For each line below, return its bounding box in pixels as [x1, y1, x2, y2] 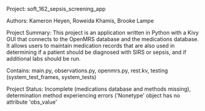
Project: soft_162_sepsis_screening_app [6, 6, 106, 12]
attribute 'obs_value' [6, 98, 58, 105]
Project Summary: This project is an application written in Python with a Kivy [6, 29, 199, 36]
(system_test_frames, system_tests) [6, 74, 97, 80]
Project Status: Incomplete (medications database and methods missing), [6, 85, 192, 93]
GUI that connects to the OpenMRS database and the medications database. [6, 36, 199, 42]
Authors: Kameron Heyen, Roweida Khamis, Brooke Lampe [6, 17, 154, 24]
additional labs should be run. [6, 55, 81, 62]
